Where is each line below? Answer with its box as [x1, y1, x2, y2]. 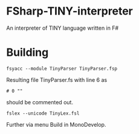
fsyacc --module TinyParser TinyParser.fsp [6, 65, 118, 72]
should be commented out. [6, 98, 74, 106]
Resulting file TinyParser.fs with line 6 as [6, 76, 108, 83]
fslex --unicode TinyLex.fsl [6, 110, 80, 116]
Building [6, 45, 49, 59]
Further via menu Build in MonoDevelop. [6, 121, 106, 128]
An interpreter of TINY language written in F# [6, 24, 119, 32]
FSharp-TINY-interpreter [6, 4, 133, 18]
